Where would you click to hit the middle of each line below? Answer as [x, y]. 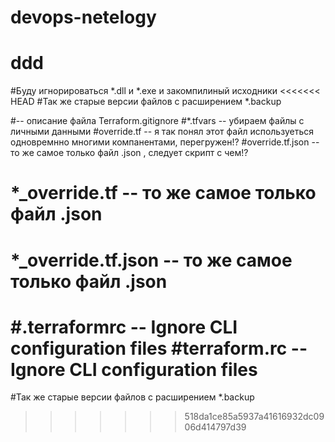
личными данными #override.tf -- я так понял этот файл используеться [162, 132]
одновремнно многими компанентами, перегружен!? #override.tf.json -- [165, 142]
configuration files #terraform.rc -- [159, 348]
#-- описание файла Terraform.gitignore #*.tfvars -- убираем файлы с [157, 121]
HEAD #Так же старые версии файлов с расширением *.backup [146, 102]
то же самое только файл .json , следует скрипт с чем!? [129, 153]
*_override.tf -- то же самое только [163, 193]
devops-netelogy [83, 17]
